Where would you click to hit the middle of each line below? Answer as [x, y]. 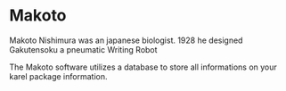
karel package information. [58, 76]
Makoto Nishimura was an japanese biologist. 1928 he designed [126, 40]
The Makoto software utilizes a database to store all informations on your [143, 67]
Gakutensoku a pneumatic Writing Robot [83, 49]
